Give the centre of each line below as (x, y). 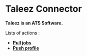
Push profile (26, 48)
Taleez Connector (44, 9)
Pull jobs (22, 43)
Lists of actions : (22, 33)
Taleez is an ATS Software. (34, 23)
